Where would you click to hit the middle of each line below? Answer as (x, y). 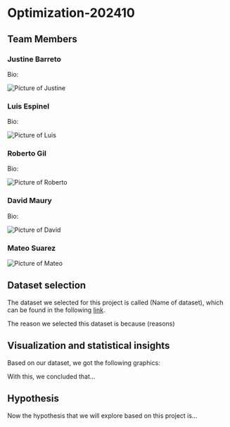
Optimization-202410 (71, 13)
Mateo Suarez (32, 248)
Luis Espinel (28, 106)
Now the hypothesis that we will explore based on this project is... (102, 415)
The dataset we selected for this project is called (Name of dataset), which (115, 302)
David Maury (30, 201)
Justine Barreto (34, 59)
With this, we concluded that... (51, 376)
